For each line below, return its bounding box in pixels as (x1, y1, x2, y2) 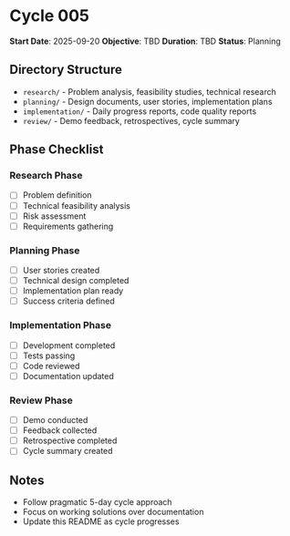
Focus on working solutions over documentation (22, 507, 204, 518)
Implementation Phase (9, 319, 112, 332)
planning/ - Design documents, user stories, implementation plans (22, 96, 273, 107)
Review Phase (9, 394, 73, 407)
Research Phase (9, 170, 83, 182)
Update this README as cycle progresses (22, 516, 180, 527)
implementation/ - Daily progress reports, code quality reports (22, 106, 257, 117)
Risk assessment (22, 211, 87, 222)
